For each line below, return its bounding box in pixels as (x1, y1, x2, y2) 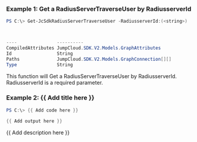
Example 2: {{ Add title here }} (6, 94, 95, 102)
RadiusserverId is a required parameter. (6, 79, 103, 86)
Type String (6, 61, 73, 67)
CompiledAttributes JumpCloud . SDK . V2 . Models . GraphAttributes (6, 45, 161, 51)
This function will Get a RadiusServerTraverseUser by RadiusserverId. (6, 72, 177, 79)
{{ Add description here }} (6, 129, 70, 136)
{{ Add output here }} (6, 118, 62, 124)
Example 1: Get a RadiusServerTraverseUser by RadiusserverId (6, 5, 192, 13)
